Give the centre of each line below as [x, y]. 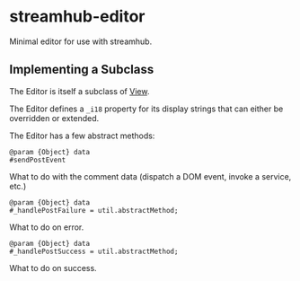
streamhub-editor [77, 17]
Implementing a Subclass [82, 70]
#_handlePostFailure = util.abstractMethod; [94, 210]
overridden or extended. [54, 118]
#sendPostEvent [38, 160]
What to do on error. [47, 227]
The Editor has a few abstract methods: [82, 136]
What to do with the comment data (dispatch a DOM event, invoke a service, [150, 176]
